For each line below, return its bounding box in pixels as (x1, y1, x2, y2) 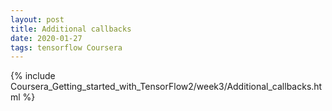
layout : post (10, 14, 65, 25)
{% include (10, 70, 56, 82)
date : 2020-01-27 (10, 33, 83, 43)
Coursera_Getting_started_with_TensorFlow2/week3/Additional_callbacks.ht (10, 81, 323, 93)
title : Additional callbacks (10, 24, 132, 34)
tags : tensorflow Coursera (10, 42, 123, 53)
